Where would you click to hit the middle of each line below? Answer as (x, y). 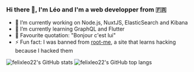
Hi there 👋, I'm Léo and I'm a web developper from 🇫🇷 (86, 10)
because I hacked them (44, 51)
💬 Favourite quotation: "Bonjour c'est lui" (65, 35)
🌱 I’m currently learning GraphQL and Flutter (70, 29)
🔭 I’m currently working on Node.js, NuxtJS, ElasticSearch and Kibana (101, 23)
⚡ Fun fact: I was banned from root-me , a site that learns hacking (95, 42)
